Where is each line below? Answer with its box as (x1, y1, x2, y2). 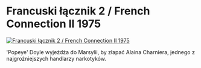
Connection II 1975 (6, 17, 101, 31)
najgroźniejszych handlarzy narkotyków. (6, 55, 107, 62)
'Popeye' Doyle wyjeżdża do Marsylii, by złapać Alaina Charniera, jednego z (6, 48, 195, 55)
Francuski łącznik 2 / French (6, 4, 150, 18)
